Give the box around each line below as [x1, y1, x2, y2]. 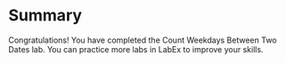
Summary [8, 5, 82, 26]
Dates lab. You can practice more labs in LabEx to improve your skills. [8, 43, 264, 54]
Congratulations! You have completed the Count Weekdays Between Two [8, 35, 277, 45]
